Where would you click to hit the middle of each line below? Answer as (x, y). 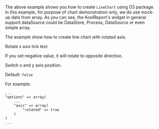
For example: (18, 84)
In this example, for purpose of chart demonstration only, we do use (72, 12)
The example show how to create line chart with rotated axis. (66, 37)
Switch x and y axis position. (33, 65)
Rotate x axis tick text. (27, 46)
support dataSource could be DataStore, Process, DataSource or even (75, 22)
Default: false (19, 74)
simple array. (18, 28)
